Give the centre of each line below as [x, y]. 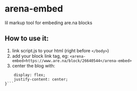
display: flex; [30, 75]
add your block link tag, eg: [40, 56]
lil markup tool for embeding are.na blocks [49, 23]
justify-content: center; [41, 79]
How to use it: [27, 38]
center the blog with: [33, 65]
